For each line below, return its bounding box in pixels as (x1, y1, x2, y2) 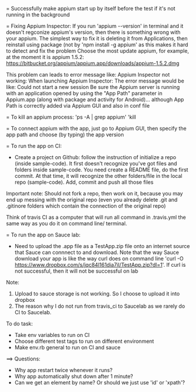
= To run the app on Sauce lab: (6, 231, 81, 238)
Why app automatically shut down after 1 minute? (14, 373, 133, 380)
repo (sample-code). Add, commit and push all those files (14, 178, 154, 185)
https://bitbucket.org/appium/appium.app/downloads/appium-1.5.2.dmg (6, 60, 180, 67)
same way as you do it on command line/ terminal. (6, 220, 128, 227)
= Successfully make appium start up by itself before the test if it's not (6, 5, 176, 12)
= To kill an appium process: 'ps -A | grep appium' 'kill (6, 114, 136, 121)
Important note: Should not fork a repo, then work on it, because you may (6, 190, 183, 197)
